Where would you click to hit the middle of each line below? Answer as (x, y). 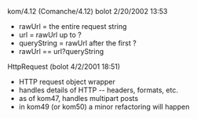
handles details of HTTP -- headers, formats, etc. (98, 90)
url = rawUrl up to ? (50, 35)
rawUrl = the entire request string (73, 26)
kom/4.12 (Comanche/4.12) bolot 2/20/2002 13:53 (88, 11)
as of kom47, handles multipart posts (78, 98)
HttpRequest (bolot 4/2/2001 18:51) (64, 67)
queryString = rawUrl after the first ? (77, 43)
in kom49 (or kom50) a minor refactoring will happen (104, 106)
